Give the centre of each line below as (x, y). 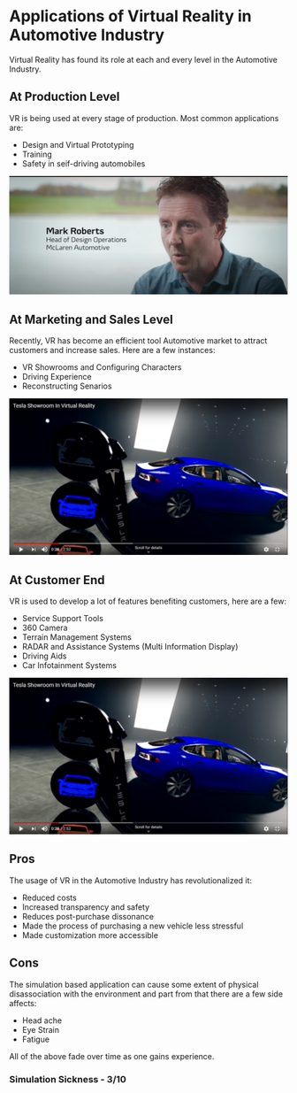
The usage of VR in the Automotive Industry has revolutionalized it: (131, 880)
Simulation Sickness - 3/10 (68, 1079)
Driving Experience (57, 377)
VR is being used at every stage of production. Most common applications (144, 118)
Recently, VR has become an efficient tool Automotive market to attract (138, 341)
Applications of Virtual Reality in (130, 16)
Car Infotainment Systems (69, 665)
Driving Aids (44, 656)
